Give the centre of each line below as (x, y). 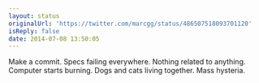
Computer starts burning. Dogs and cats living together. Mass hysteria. (127, 71)
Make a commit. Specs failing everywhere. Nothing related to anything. (127, 62)
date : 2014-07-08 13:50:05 (54, 39)
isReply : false (34, 31)
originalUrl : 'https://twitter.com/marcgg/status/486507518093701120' (130, 24)
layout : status (34, 16)
